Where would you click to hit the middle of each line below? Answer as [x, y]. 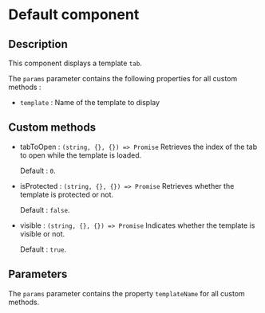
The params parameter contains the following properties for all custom [123, 78]
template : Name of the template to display [90, 102]
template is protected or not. [67, 194]
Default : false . [45, 209]
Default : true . [43, 249]
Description [38, 44]
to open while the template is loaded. [81, 155]
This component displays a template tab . [75, 63]
